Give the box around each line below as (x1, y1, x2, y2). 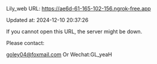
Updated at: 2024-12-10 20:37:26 (6, 17, 89, 23)
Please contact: (6, 40, 45, 46)
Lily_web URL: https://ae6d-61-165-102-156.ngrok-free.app (6, 5, 151, 12)
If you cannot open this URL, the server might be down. (6, 28, 142, 35)
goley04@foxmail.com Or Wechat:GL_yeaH (6, 51, 112, 58)
